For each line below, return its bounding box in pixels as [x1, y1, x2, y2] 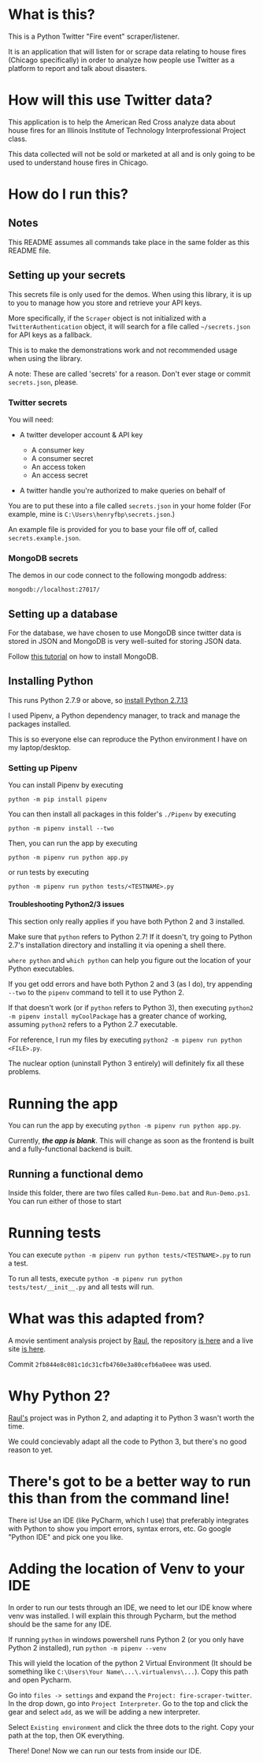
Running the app [8, 1095, 118, 1113]
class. [8, 134, 28, 143]
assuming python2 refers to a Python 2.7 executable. [8, 1020, 178, 1029]
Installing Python [8, 675, 94, 688]
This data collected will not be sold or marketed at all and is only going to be [8, 149, 256, 158]
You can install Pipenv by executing [8, 780, 124, 790]
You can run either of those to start [8, 1196, 122, 1206]
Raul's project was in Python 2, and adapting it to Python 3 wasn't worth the [8, 1413, 254, 1422]
